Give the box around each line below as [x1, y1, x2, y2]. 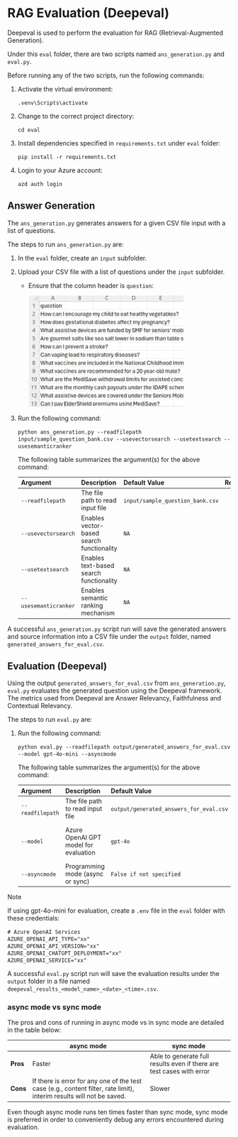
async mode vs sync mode [7, 1002, 101, 1012]
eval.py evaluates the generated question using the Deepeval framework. [7, 686, 222, 695]
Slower [149, 1084, 171, 1093]
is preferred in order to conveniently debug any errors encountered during [7, 1115, 225, 1124]
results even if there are [149, 1060, 220, 1068]
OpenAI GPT [64, 833, 102, 842]
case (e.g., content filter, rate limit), [32, 1084, 135, 1093]
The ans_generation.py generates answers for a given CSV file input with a [7, 219, 226, 227]
